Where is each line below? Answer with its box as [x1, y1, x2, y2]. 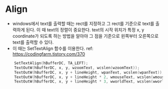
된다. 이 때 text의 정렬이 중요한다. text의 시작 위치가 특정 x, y [25, 26, 144, 33]
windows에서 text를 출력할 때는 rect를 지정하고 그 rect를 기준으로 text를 [12, 20, 154, 26]
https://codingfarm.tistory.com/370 [12, 51, 85, 57]
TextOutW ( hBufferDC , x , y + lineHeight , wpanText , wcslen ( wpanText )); [14, 70, 164, 75]
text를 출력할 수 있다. [12, 39, 54, 45]
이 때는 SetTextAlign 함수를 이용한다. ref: [12, 45, 93, 51]
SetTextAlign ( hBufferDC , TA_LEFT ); [14, 61, 88, 66]
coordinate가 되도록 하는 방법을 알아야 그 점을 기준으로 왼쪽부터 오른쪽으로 [12, 33, 159, 39]
